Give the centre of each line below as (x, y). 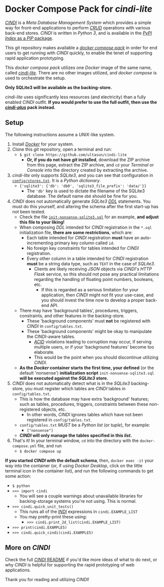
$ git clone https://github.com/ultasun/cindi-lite (73, 155)
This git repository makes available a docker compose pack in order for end (81, 47)
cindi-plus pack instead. (30, 107)
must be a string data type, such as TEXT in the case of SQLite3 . (91, 263)
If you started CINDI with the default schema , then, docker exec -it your (79, 460)
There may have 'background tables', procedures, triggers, (79, 310)
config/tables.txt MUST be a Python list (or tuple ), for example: (85, 425)
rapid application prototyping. (35, 58)
